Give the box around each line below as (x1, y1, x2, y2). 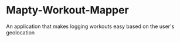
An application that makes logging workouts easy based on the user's (6, 23, 175, 30)
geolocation (6, 29, 35, 36)
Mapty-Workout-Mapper (6, 3, 129, 17)
